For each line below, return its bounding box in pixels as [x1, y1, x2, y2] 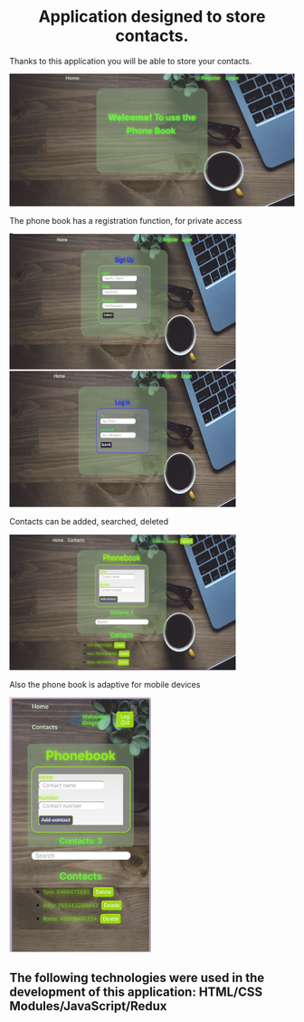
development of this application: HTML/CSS [9, 984, 263, 999]
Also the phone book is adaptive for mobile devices [9, 680, 201, 690]
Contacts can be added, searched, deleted [9, 516, 169, 527]
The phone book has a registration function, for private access [9, 216, 242, 227]
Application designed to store [38, 6, 266, 27]
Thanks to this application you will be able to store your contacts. [9, 55, 252, 66]
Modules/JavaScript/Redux [9, 998, 167, 1014]
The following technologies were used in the [9, 969, 265, 985]
